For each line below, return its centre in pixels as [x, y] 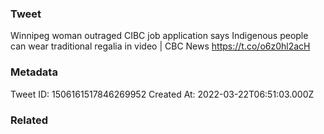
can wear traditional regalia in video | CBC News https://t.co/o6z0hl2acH [160, 46]
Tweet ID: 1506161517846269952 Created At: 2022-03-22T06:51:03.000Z [162, 94]
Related [29, 120]
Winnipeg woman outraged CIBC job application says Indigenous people [159, 36]
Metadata [34, 72]
